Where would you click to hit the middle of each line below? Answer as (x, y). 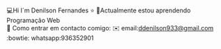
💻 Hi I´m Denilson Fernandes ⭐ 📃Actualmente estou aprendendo (99, 10)
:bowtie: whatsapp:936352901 (50, 38)
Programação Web (33, 20)
